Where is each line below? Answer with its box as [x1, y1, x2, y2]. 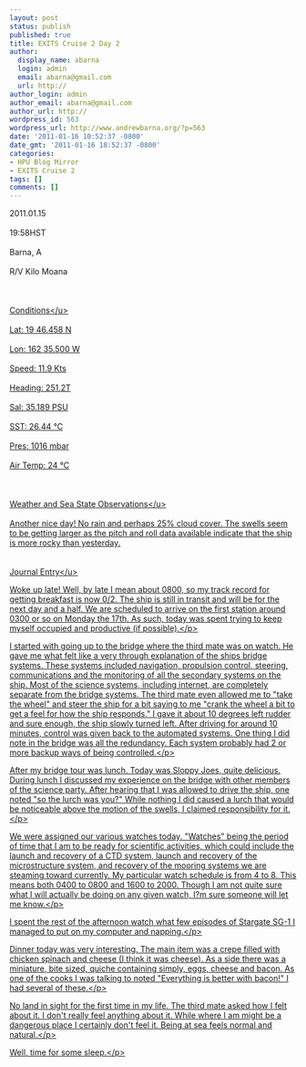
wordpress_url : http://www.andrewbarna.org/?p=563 [9, 124, 206, 133]
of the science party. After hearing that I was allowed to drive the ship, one [9, 784, 290, 795]
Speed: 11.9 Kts [9, 363, 66, 374]
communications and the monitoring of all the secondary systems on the [9, 669, 281, 680]
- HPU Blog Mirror [9, 157, 79, 167]
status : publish [9, 22, 71, 31]
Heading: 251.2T [9, 382, 71, 393]
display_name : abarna [17, 56, 100, 65]
